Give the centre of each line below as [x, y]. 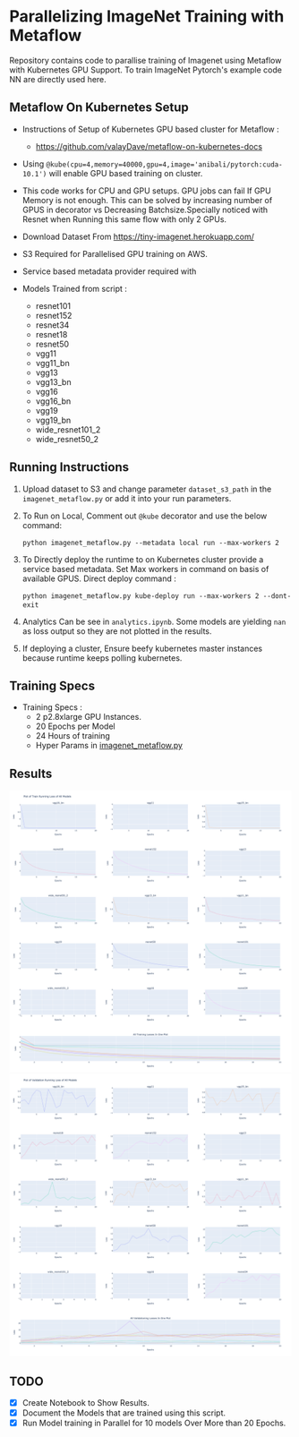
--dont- [277, 596]
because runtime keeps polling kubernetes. [102, 658]
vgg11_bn [52, 363]
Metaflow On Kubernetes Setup [99, 108]
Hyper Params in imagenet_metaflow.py [109, 746]
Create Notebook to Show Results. [85, 1403]
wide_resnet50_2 [67, 439]
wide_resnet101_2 [68, 429]
